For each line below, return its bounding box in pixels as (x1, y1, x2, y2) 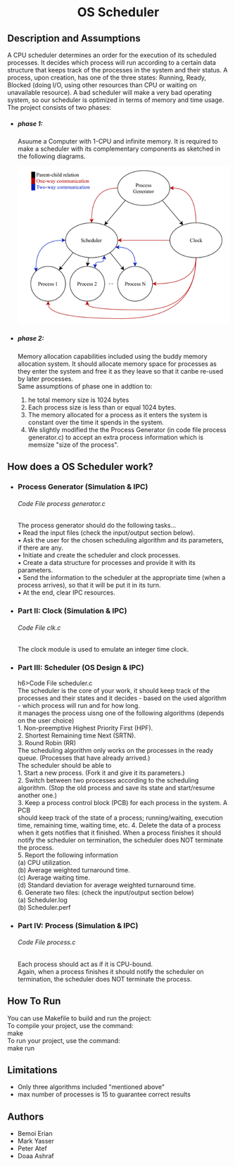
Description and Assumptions (7, 32, 141, 44)
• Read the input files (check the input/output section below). (17, 528, 196, 537)
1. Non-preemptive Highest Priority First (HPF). (17, 723, 153, 732)
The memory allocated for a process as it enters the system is (27, 410, 208, 419)
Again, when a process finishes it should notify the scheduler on (17, 967, 204, 975)
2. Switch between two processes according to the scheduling (17, 775, 199, 785)
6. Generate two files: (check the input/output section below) (17, 888, 195, 896)
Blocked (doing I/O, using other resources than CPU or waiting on (7, 81, 197, 89)
